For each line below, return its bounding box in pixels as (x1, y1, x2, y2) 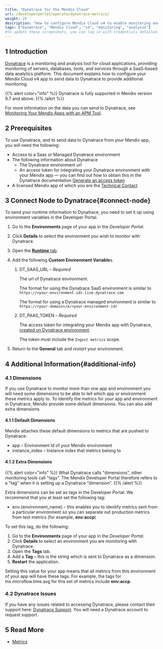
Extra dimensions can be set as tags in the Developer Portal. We (5, 489, 133, 495)
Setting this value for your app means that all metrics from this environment (5, 568, 156, 574)
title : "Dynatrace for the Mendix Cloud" (5, 7, 90, 12)
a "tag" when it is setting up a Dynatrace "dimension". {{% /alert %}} (5, 480, 142, 486)
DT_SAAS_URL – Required (19, 267, 71, 272)
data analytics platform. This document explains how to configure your (5, 71, 147, 77)
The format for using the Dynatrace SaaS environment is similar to (19, 285, 151, 291)
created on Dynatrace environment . (19, 327, 91, 333)
